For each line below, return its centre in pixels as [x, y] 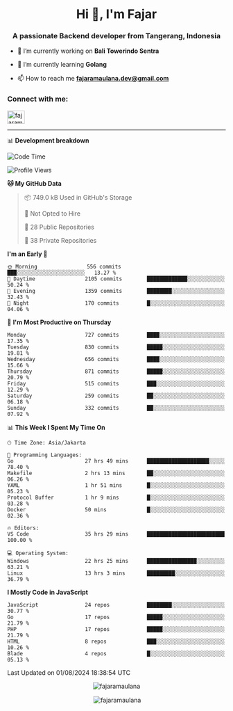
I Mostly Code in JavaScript [48, 592]
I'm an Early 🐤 [27, 254]
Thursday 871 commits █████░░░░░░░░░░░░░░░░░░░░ [116, 372]
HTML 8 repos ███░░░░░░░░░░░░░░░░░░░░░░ [116, 641]
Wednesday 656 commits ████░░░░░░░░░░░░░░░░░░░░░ [116, 359]
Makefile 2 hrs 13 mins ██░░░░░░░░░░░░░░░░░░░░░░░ [116, 473]
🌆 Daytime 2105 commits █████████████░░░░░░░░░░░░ [116, 279]
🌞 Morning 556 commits [64, 266]
